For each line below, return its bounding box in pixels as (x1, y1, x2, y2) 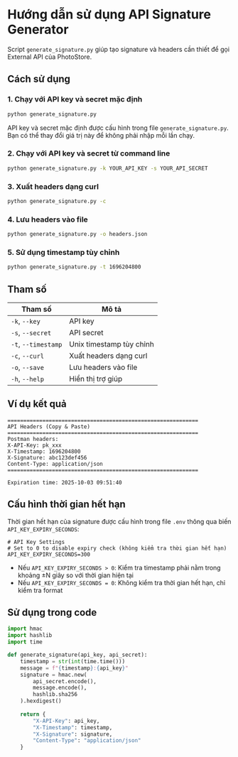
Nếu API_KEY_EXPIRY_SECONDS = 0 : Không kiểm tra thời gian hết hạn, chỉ (17, 578, 226, 587)
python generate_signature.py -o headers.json (7, 231, 148, 238)
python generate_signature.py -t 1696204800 (7, 263, 141, 271)
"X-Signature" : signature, (33, 731, 113, 738)
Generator (7, 21, 69, 38)
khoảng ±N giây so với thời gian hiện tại (17, 571, 134, 579)
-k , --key (11, 316, 40, 326)
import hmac (7, 625, 43, 633)
